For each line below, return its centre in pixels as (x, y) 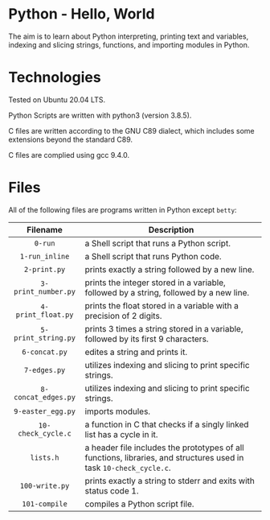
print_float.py (45, 314)
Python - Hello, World (82, 14)
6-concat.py (45, 352)
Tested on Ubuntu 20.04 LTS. (57, 99)
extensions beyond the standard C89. (71, 139)
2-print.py (45, 269)
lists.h (45, 457)
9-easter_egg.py (45, 411)
